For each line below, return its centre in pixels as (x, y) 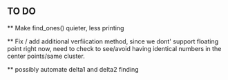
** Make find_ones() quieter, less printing (66, 28)
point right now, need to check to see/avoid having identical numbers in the (114, 48)
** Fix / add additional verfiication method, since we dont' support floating (113, 41)
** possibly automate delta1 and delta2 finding (73, 69)
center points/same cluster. (46, 56)
